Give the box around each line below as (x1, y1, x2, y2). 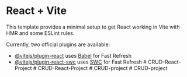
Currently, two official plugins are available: (6, 41, 110, 48)
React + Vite (6, 4, 67, 17)
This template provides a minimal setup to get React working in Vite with (6, 23, 180, 30)
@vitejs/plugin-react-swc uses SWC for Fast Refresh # (14, 58, 147, 65)
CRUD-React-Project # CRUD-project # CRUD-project (37, 64, 168, 71)
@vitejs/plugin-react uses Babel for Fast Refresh (14, 52, 132, 59)
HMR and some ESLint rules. (6, 29, 75, 36)
